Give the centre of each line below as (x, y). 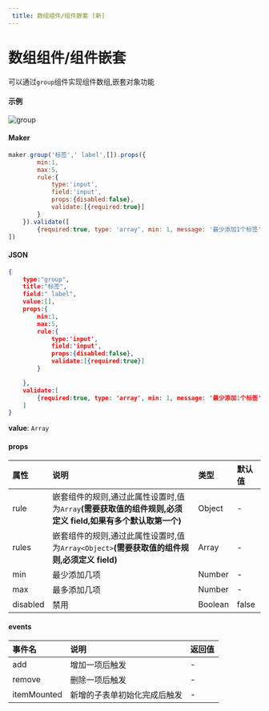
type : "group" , (46, 279)
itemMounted (37, 694)
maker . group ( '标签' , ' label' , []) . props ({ (77, 155)
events (20, 627)
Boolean (214, 604)
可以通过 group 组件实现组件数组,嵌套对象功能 (81, 82)
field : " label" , (50, 294)
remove (27, 679)
